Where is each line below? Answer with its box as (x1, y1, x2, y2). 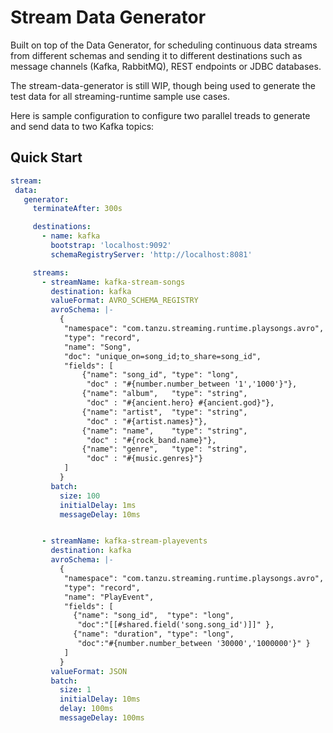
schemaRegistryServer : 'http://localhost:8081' (50, 249, 253, 260)
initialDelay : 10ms (59, 694, 141, 705)
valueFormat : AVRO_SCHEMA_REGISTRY (50, 296, 199, 306)
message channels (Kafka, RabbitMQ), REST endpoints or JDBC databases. (10, 60, 322, 72)
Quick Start (10, 149, 83, 166)
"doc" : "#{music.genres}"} (86, 454, 203, 464)
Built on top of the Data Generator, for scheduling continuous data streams (10, 39, 318, 51)
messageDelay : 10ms (59, 509, 141, 520)
